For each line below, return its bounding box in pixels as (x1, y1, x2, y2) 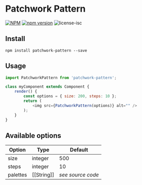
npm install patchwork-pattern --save (5, 48, 87, 53)
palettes (8, 171, 27, 178)
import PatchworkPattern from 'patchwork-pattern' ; (5, 75, 117, 80)
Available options (5, 131, 62, 140)
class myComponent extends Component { (5, 84, 90, 89)
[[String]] (32, 171, 55, 178)
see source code (59, 171, 99, 178)
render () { (14, 89, 38, 94)
